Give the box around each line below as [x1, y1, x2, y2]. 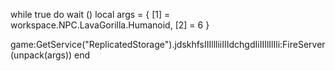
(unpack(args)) [10, 49, 73, 61]
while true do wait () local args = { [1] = [10, 9, 171, 20]
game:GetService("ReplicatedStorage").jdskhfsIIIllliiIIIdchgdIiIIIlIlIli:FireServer [10, 39, 326, 50]
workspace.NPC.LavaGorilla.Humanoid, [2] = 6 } [10, 19, 210, 31]
